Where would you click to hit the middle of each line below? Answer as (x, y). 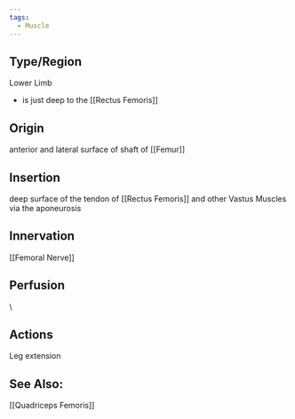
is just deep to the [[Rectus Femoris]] (90, 100)
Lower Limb (31, 83)
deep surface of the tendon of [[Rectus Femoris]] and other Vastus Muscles (148, 198)
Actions (31, 334)
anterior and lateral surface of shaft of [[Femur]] (97, 150)
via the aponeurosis (45, 208)
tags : (19, 17)
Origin (27, 128)
